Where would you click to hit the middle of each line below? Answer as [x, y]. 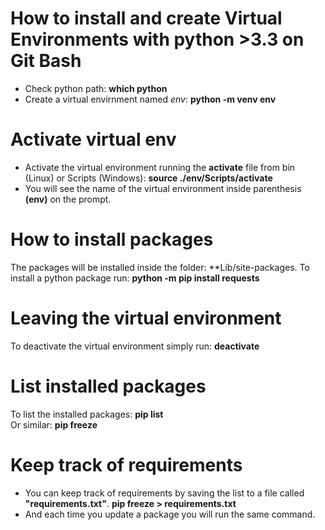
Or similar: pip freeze [54, 424]
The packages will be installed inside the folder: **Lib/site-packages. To [160, 267]
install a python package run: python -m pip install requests [135, 278]
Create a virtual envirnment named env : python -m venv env [150, 99]
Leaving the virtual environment [146, 318]
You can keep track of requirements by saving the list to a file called [164, 493]
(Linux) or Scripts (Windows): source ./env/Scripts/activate [148, 178]
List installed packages [108, 386]
